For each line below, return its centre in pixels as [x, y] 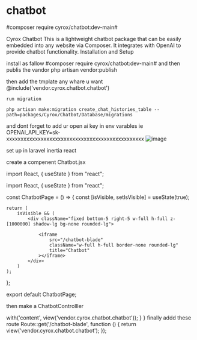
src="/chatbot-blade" [76, 240]
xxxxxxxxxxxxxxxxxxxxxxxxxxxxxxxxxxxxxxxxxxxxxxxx [75, 139]
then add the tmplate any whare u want [55, 81]
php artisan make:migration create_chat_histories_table [79, 109]
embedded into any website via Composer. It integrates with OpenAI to [94, 45]
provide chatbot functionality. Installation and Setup [70, 51]
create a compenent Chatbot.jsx [46, 162]
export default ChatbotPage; [41, 294]
